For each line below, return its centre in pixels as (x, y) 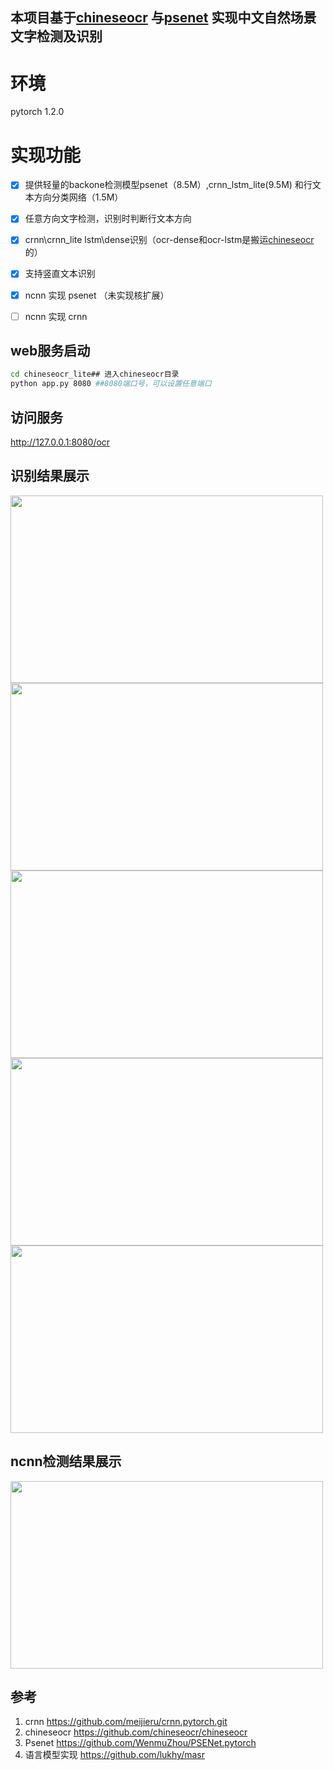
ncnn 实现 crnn (56, 316)
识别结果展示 (50, 476)
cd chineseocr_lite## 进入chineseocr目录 (95, 374)
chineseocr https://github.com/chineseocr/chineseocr (136, 1732)
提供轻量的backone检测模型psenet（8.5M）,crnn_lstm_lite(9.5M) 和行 (168, 185)
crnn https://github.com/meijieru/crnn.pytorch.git (126, 1722)
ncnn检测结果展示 (66, 1461)
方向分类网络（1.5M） (78, 197)
